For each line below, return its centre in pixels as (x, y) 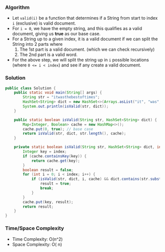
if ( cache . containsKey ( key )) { (55, 156)
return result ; (38, 206)
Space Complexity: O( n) (37, 244)
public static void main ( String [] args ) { (58, 93)
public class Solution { (30, 88)
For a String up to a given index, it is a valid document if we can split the (85, 39)
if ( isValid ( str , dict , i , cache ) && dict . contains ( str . (91, 179)
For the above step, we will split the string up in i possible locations (81, 60)
